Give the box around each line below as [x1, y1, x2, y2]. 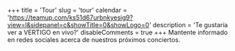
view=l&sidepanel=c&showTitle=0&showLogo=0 [7, 21, 150, 29]
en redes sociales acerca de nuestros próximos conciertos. [7, 36, 181, 44]
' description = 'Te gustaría [148, 21, 229, 29]
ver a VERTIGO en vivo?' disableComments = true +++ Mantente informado [7, 28, 229, 36]
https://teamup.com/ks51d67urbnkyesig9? [9, 13, 133, 22]
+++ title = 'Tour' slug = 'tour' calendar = [7, 6, 128, 14]
